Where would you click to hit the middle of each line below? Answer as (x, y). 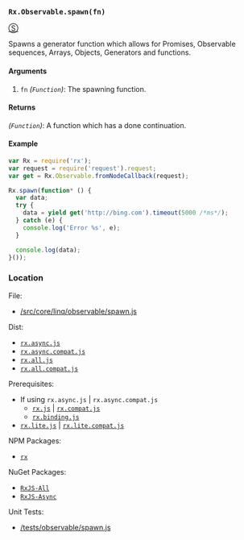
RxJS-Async (38, 496)
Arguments (28, 71)
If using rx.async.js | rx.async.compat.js (89, 399)
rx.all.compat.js (49, 369)
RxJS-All (35, 488)
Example (23, 143)
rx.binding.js (56, 417)
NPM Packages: (35, 440)
